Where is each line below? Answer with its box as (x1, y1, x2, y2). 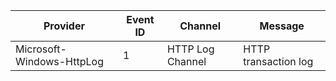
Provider (43, 19, 85, 33)
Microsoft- (15, 42, 67, 56)
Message (259, 19, 305, 33)
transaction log (243, 55, 314, 68)
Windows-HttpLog (15, 55, 104, 68)
